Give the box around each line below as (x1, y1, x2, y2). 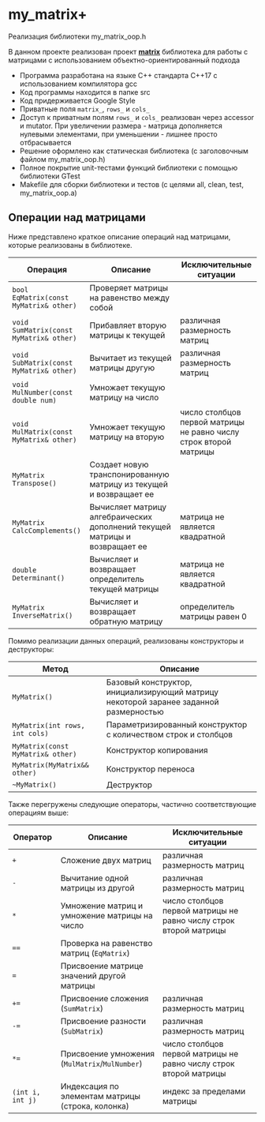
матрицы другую (89, 362, 155, 373)
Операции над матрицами (8, 211, 146, 224)
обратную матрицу (89, 616, 163, 627)
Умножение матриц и (60, 900, 144, 911)
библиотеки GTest (19, 171, 80, 181)
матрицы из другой (60, 882, 135, 893)
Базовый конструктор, (106, 677, 192, 688)
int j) (12, 1095, 37, 1105)
